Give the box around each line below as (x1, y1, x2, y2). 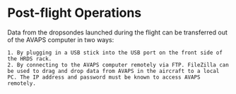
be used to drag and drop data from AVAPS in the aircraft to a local (7, 67, 220, 74)
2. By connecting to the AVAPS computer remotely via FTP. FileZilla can (7, 61, 230, 68)
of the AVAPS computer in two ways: (7, 35, 114, 43)
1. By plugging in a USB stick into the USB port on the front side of (7, 49, 223, 56)
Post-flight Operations (7, 5, 142, 21)
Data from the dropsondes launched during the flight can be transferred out (7, 28, 228, 36)
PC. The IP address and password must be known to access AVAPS (7, 74, 201, 81)
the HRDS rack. (7, 55, 52, 62)
